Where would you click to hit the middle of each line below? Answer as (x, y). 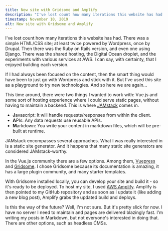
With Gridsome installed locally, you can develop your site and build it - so (82, 181)
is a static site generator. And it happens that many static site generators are (84, 146)
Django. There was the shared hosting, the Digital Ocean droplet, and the (81, 54)
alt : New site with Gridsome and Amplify (49, 24)
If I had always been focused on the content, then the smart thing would (79, 74)
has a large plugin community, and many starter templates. (66, 172)
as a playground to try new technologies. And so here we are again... (76, 85)
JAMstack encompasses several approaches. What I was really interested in (84, 141)
